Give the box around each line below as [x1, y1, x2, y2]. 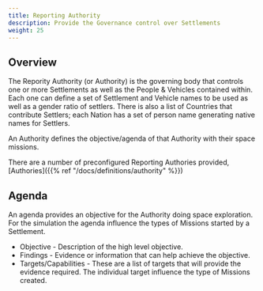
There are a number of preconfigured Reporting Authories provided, [8, 157, 230, 167]
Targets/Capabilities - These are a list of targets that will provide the [19, 259, 242, 268]
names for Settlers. [8, 119, 70, 128]
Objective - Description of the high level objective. [19, 242, 183, 251]
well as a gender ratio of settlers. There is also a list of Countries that [8, 102, 233, 111]
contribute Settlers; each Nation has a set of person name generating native [8, 110, 255, 119]
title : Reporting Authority [8, 11, 101, 20]
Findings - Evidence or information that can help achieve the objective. [19, 251, 250, 259]
